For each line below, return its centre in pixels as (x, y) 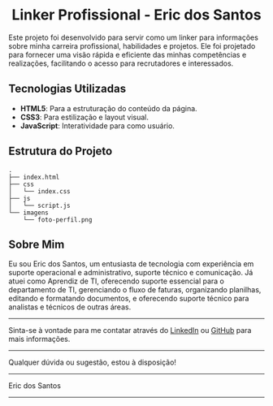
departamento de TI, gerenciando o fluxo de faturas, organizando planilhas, (135, 290)
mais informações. (39, 339)
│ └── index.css (39, 191)
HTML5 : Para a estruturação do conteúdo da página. (108, 108)
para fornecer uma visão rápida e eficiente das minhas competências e (128, 54)
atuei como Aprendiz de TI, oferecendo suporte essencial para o (117, 281)
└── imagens (28, 213)
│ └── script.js (39, 205)
